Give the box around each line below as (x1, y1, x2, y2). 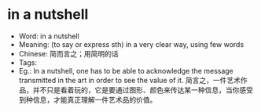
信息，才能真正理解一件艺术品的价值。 (32, 95, 157, 104)
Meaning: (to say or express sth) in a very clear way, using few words (18, 39, 244, 49)
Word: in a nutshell (18, 31, 79, 41)
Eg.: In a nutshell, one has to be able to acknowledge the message (18, 66, 233, 75)
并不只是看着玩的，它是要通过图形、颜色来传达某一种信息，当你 (32, 85, 240, 95)
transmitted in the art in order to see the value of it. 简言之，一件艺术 (18, 75, 241, 85)
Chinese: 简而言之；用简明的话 (18, 49, 119, 58)
